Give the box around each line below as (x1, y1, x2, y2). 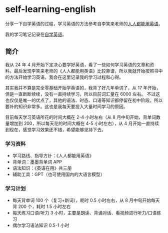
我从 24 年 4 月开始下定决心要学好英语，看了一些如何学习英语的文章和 (5, 61, 150, 67)
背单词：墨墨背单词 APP (12, 159, 62, 165)
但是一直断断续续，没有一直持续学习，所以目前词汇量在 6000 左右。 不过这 (5, 91, 160, 97)
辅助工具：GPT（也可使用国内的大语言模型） (12, 171, 105, 177)
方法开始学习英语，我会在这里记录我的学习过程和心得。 (9, 74, 123, 80)
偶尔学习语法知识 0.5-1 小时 (12, 222, 69, 228)
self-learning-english (5, 3, 96, 15)
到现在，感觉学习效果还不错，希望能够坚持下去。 (5, 126, 106, 132)
